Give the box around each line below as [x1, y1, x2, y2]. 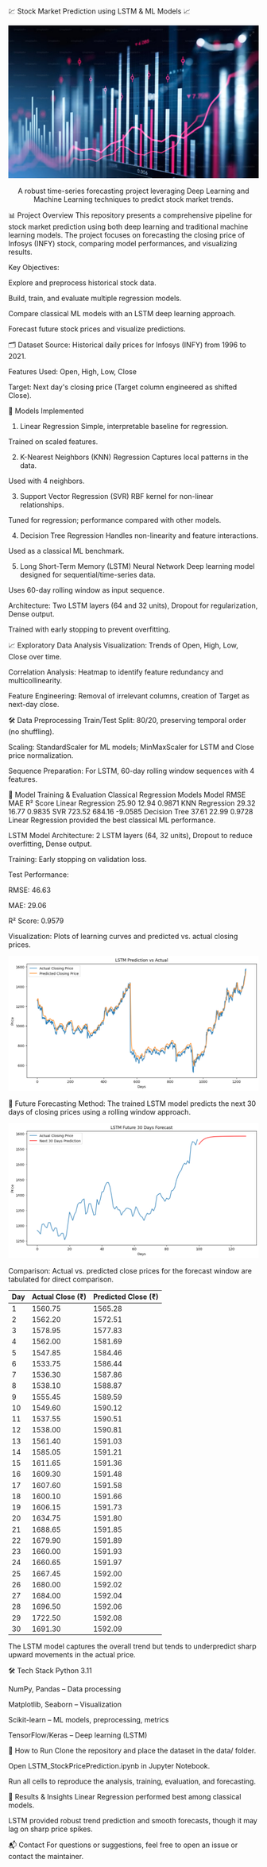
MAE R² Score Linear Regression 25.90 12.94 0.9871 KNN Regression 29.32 [8, 798, 256, 808]
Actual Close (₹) [31, 1292, 87, 1301]
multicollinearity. [8, 676, 63, 686]
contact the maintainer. [8, 1852, 84, 1861]
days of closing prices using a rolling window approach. [8, 1107, 192, 1116]
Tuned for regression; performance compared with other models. [8, 516, 222, 525]
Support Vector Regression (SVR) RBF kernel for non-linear [19, 492, 214, 501]
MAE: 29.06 [8, 901, 47, 910]
